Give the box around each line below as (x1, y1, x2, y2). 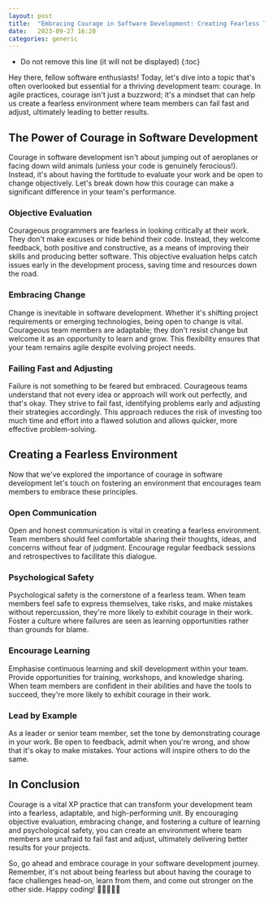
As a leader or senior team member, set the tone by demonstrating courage (8, 728, 261, 738)
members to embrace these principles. (8, 486, 138, 496)
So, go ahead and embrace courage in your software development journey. (8, 858, 260, 868)
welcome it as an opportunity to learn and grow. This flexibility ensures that (8, 333, 260, 343)
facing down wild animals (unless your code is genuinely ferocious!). (8, 161, 238, 171)
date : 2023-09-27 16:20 (8, 27, 96, 35)
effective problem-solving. (8, 424, 97, 434)
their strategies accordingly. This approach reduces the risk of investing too (8, 407, 262, 416)
